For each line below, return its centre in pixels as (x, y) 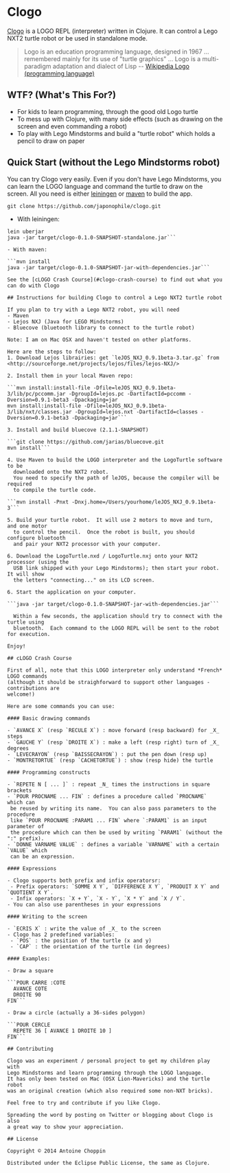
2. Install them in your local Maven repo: (70, 376)
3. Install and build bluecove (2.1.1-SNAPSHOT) (78, 430)
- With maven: (27, 249)
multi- (211, 58)
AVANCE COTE (31, 989)
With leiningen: (38, 219)
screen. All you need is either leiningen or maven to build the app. (100, 194)
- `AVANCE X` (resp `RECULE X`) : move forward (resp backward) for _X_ (113, 730)
